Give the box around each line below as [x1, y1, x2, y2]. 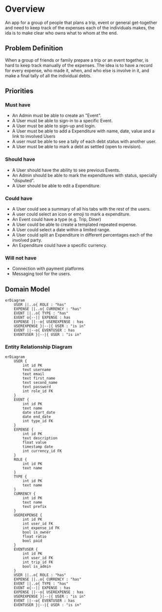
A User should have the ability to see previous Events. [12, 167, 121, 173]
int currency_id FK [22, 449, 62, 454]
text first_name [22, 376, 55, 381]
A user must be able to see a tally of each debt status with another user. [12, 138, 157, 145]
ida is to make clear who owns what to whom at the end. [5, 30, 118, 36]
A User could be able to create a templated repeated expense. [12, 221, 137, 228]
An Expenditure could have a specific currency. [12, 242, 107, 248]
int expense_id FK [22, 525, 60, 531]
